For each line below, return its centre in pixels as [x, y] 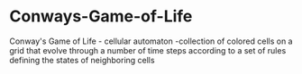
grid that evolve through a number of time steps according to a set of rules [148, 50]
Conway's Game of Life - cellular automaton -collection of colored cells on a [151, 41]
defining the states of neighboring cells [82, 60]
